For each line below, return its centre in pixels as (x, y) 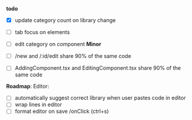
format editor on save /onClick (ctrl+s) (62, 111)
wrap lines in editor (38, 104)
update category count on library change (65, 20)
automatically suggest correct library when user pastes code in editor (100, 98)
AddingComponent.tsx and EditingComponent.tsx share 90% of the (98, 68)
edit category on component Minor (58, 44)
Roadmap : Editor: (28, 87)
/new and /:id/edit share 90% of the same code (73, 56)
